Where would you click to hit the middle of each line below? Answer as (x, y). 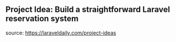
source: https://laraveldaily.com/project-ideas (61, 33)
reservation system (42, 19)
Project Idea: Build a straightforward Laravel (88, 10)
